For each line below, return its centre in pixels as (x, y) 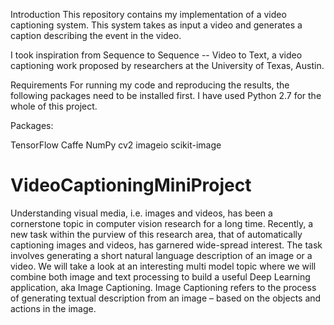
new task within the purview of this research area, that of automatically (156, 234)
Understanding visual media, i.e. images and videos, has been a (141, 213)
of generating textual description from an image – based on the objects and (166, 298)
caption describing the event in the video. (96, 35)
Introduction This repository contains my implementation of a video (148, 14)
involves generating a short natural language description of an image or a (161, 255)
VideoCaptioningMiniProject (131, 185)
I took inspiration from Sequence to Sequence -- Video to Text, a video (156, 55)
